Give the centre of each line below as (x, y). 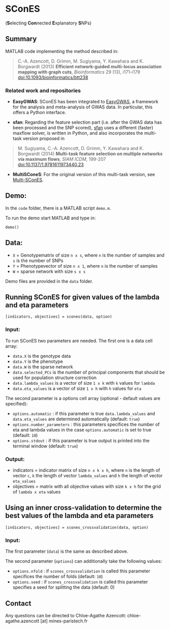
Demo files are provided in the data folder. (49, 281)
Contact (18, 603)
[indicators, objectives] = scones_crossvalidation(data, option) (77, 527)
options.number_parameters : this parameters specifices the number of (86, 424)
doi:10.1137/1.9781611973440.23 (50, 165)
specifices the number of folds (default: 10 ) (58, 577)
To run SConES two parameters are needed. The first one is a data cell (79, 340)
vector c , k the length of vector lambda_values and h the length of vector (88, 476)
